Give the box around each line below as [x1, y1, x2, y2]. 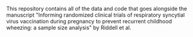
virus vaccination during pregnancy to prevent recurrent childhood [6, 18, 172, 24]
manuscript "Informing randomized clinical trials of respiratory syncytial [6, 11, 185, 18]
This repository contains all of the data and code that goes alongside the [6, 5, 188, 12]
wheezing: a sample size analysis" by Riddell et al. [6, 24, 132, 31]
